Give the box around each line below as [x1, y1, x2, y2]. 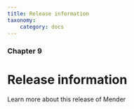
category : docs [20, 23, 65, 30]
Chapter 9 [7, 46, 42, 56]
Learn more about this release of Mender [7, 95, 126, 103]
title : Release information [7, 10, 90, 17]
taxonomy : [7, 17, 36, 24]
